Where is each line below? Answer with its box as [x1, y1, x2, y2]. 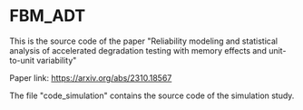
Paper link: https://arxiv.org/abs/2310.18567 [9, 72, 172, 83]
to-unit [9, 55, 34, 65]
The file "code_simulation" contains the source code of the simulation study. [9, 90, 295, 101]
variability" [35, 55, 77, 65]
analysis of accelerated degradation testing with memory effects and [9, 45, 268, 55]
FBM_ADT [9, 5, 86, 26]
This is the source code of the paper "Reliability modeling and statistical [9, 35, 279, 46]
